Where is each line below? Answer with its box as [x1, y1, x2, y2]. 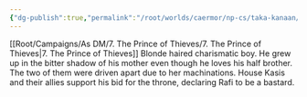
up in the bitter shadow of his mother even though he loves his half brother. [9, 57, 292, 68]
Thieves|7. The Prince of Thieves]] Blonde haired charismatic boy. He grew [9, 47, 291, 59]
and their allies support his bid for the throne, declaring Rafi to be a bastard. [9, 76, 295, 87]
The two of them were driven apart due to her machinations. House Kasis [9, 67, 286, 78]
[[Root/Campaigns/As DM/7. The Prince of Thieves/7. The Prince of [9, 38, 262, 49]
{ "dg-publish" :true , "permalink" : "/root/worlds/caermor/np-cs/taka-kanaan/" [9, 13, 304, 23]
